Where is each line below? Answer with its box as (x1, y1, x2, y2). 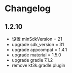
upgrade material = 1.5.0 (11, 52, 61, 58)
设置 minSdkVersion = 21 (11, 36, 63, 42)
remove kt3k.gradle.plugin (11, 62, 66, 68)
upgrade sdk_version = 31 (11, 42, 64, 47)
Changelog (4, 3, 51, 14)
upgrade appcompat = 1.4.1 (11, 47, 67, 52)
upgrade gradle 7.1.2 (11, 57, 53, 63)
